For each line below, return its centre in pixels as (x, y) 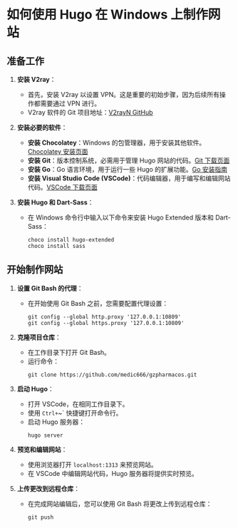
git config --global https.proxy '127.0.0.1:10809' (106, 323)
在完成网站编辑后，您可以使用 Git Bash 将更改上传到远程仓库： (120, 504)
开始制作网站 (35, 270)
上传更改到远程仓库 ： (48, 488)
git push (41, 517)
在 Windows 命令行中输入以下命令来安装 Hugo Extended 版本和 (121, 217)
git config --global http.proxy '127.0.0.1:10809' (104, 317)
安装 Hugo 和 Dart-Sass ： (55, 202)
